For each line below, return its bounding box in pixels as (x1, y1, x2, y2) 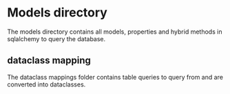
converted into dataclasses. (7, 80, 86, 89)
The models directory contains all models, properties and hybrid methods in (7, 27, 222, 36)
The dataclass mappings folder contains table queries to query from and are (7, 73, 224, 81)
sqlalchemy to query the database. (7, 34, 106, 43)
